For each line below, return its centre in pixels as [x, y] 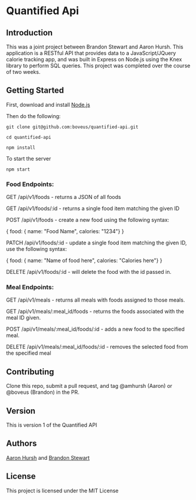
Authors [22, 444]
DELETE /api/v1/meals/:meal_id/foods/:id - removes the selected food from [97, 347]
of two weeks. [23, 72]
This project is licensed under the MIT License [63, 491]
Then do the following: [33, 116]
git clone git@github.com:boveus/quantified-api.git [72, 127]
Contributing [30, 372]
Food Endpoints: [30, 184]
